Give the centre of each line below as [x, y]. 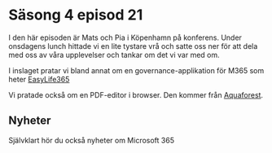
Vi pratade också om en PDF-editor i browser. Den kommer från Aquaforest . [136, 94]
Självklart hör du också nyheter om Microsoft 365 [92, 140]
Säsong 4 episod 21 [76, 15]
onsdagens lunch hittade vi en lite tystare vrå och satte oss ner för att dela [133, 46]
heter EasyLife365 [39, 79]
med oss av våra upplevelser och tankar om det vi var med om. [114, 55]
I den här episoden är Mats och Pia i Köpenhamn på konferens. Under [125, 37]
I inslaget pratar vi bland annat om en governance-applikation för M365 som [136, 70]
